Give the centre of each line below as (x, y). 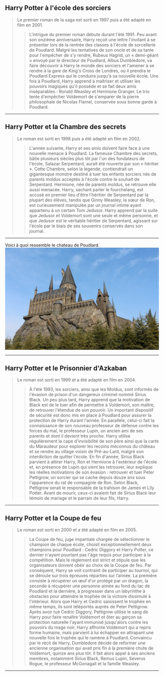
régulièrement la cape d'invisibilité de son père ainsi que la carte (94, 441)
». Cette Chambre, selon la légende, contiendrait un (81, 169)
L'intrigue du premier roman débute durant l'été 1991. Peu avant (93, 34)
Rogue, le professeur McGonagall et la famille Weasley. (84, 663)
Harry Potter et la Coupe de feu (53, 518)
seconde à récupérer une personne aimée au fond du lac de (90, 586)
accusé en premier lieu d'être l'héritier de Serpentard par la (89, 195)
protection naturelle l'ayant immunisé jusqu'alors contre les (89, 622)
